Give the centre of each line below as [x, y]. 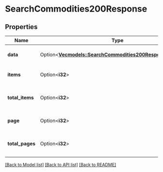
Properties [21, 27]
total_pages [21, 144]
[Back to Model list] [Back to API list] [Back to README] [61, 165]
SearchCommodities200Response [76, 9]
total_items [21, 98]
